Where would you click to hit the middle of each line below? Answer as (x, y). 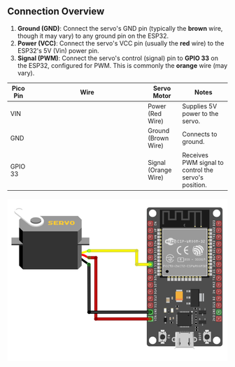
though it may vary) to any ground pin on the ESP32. (93, 36)
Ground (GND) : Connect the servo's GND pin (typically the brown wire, (120, 28)
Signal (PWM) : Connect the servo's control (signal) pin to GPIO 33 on (118, 58)
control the (198, 170)
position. (195, 185)
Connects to (200, 134)
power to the (200, 113)
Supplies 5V (200, 106)
